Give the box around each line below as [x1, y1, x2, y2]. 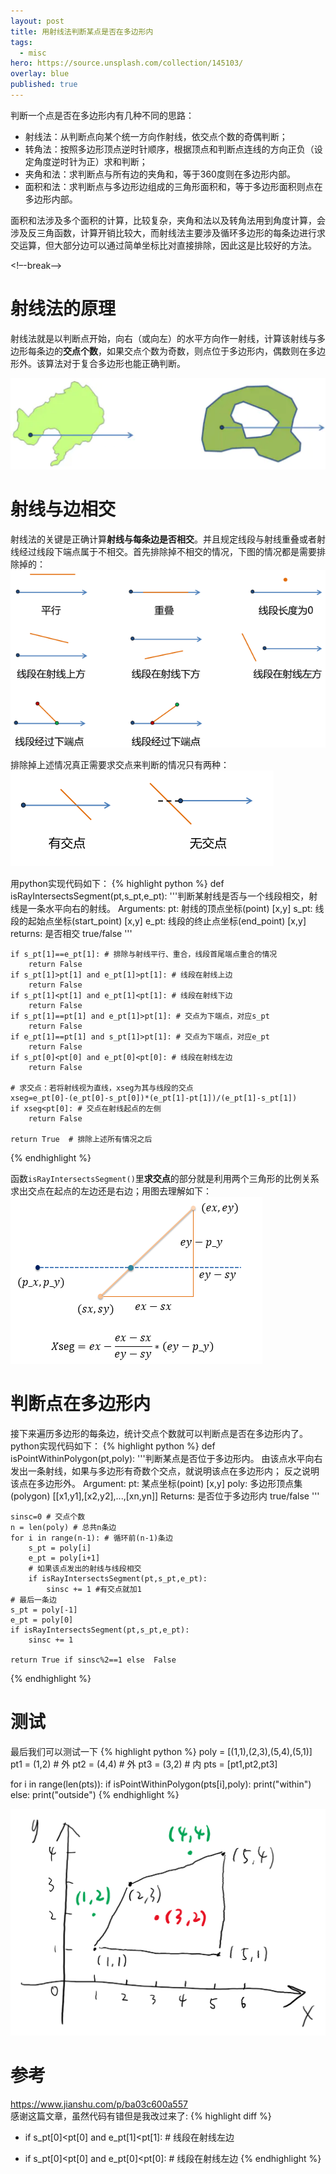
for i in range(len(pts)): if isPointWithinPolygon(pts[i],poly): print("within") [10, 1778, 312, 1790]
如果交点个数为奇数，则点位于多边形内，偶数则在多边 [106, 345, 326, 357]
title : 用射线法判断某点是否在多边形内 [10, 26, 154, 37]
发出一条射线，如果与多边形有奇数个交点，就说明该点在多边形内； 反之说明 [10, 1465, 320, 1477]
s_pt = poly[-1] [10, 1605, 78, 1615]
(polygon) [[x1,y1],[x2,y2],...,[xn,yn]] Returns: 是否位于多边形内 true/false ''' [10, 1490, 320, 1502]
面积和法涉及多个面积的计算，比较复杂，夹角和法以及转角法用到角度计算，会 [10, 214, 326, 226]
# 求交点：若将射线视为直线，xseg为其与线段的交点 [10, 1083, 194, 1094]
